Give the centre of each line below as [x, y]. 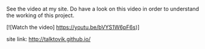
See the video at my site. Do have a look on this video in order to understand [103, 9]
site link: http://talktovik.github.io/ [48, 39]
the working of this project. [40, 15]
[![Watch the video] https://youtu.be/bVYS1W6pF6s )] [73, 27]
